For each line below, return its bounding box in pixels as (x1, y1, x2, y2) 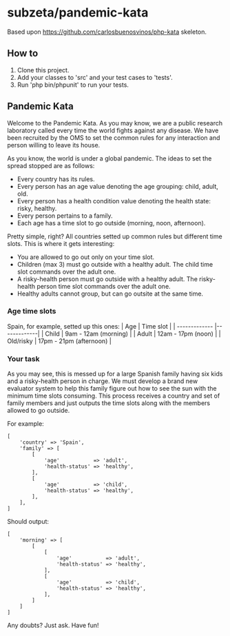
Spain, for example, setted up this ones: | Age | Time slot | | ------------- (7, 322, 213, 330)
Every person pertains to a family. (17, 212, 113, 220)
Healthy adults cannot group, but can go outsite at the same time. (17, 289, 204, 298)
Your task (7, 353, 40, 363)
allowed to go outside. (7, 407, 70, 415)
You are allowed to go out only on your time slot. (17, 253, 155, 261)
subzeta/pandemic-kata (7, 5, 149, 21)
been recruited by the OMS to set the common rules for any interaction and (7, 133, 220, 142)
